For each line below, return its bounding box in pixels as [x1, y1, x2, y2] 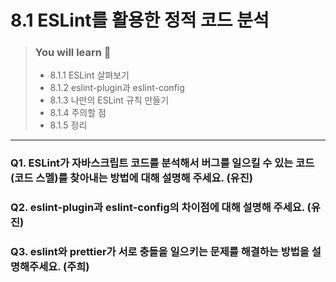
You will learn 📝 [34, 46, 112, 60]
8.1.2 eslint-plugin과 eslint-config [49, 82, 185, 94]
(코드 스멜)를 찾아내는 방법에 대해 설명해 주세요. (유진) [10, 171, 253, 185]
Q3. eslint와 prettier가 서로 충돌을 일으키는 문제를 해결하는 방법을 [10, 245, 310, 259]
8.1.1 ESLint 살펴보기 [49, 69, 130, 81]
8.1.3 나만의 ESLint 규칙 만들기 [49, 94, 170, 106]
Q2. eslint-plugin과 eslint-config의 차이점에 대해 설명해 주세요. [10, 201, 305, 215]
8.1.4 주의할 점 [49, 107, 107, 119]
